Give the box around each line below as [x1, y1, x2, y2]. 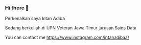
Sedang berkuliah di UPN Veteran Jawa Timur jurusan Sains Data [5, 25, 137, 31]
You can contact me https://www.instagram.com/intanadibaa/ [5, 34, 130, 41]
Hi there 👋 [5, 4, 29, 11]
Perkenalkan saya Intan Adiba [5, 16, 65, 22]
